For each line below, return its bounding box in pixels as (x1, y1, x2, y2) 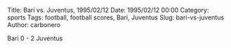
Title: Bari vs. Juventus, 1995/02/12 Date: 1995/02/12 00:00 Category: (7, 6, 209, 14)
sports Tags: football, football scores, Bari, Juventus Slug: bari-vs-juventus (7, 13, 225, 22)
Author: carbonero (7, 21, 61, 29)
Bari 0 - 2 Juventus (7, 34, 63, 42)
